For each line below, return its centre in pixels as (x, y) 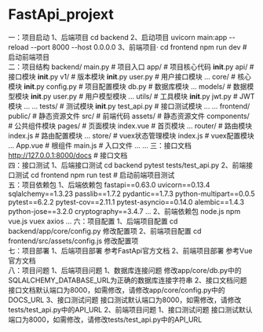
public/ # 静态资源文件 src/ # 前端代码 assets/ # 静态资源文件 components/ (129, 116)
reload (18, 47)
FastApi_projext (61, 15)
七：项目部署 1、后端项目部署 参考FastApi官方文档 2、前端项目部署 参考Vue (130, 250)
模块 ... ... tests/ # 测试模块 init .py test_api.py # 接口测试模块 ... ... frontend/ (129, 106)
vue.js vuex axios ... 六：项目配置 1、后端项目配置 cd (93, 221)
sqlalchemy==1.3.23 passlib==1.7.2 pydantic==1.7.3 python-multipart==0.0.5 (131, 194)
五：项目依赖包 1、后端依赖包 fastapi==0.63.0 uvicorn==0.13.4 (109, 184)
